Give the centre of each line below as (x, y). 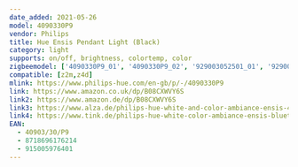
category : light (39, 50)
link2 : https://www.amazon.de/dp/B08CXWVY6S (93, 99)
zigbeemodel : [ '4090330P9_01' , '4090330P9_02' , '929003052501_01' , (137, 67)
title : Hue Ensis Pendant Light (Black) (85, 42)
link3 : (21, 108)
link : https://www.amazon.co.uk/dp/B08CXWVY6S (97, 91)
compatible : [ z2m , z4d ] (51, 75)
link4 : (21, 116)
